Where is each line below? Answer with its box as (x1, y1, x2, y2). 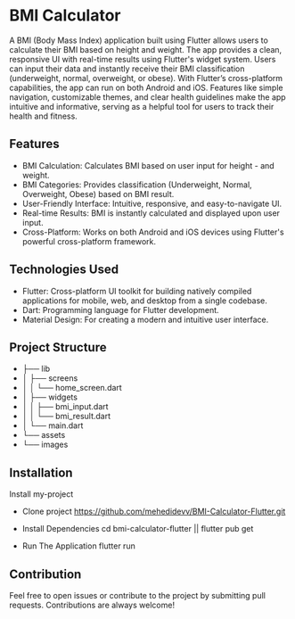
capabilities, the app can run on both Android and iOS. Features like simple (9, 82, 283, 93)
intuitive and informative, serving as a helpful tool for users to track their (9, 101, 275, 111)
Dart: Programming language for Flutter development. (21, 304, 220, 315)
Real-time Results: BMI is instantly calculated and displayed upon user (21, 207, 281, 219)
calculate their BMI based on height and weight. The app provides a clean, (9, 44, 283, 54)
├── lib (21, 363, 51, 375)
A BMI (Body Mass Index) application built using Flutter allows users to (9, 35, 269, 45)
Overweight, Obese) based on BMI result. (21, 188, 175, 199)
